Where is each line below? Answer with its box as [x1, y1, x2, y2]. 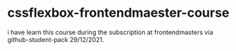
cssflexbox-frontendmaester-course [7, 5, 230, 21]
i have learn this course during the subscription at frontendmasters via [7, 28, 213, 36]
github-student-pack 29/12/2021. [7, 35, 104, 43]
